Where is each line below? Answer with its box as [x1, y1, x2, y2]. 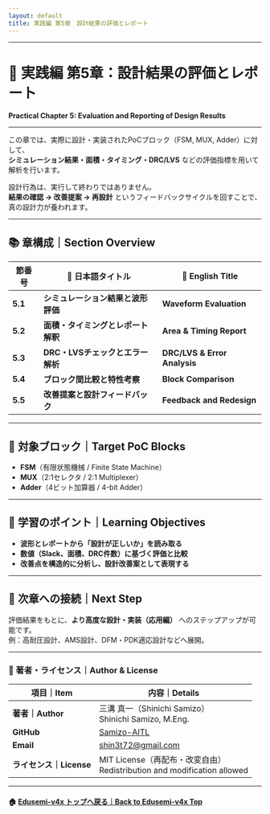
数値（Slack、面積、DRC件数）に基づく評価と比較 [19, 548, 188, 558]
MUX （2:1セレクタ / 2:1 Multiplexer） [19, 472, 143, 482]
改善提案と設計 [43, 389, 100, 400]
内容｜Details [147, 687, 199, 698]
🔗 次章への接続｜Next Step [8, 592, 142, 606]
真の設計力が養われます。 [8, 202, 92, 212]
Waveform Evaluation [162, 298, 247, 309]
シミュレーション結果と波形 [43, 292, 149, 304]
